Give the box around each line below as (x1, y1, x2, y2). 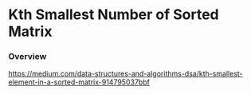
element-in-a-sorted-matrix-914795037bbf (8, 77, 150, 87)
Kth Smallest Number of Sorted (8, 6, 219, 24)
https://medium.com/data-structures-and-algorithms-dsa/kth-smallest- (8, 69, 243, 79)
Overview (8, 51, 47, 62)
